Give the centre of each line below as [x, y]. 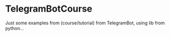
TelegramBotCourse [49, 9]
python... [15, 28]
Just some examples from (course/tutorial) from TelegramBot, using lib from [85, 23]
